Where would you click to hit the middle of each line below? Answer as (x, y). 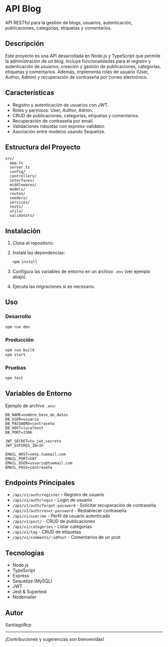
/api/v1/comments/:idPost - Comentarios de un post (66, 537)
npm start (15, 355)
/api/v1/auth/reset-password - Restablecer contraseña (69, 511)
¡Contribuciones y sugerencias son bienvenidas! (55, 639)
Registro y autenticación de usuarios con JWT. (60, 105)
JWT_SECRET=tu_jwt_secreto (33, 441)
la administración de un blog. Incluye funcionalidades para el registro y (78, 61)
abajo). (19, 277)
